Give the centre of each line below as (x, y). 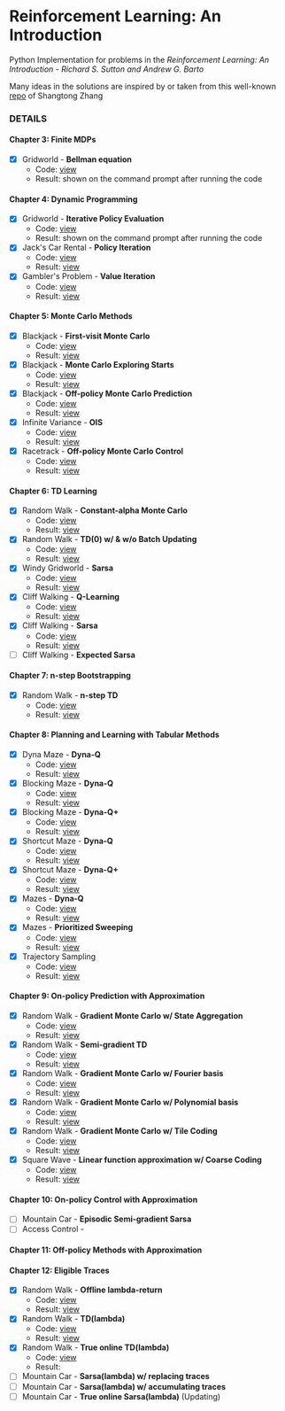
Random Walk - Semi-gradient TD (85, 1044)
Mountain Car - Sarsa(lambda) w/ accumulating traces (124, 1386)
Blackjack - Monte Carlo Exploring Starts (98, 364)
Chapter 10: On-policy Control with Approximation (104, 1199)
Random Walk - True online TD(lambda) (96, 1347)
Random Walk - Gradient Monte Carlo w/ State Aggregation (132, 1015)
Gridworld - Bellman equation (77, 159)
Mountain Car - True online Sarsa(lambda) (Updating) (121, 1396)
